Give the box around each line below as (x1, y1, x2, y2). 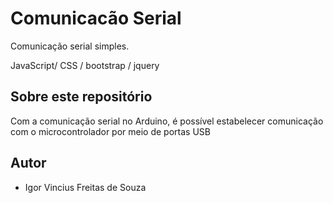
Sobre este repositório (10, 88, 153, 106)
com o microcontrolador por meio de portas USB (10, 125, 211, 137)
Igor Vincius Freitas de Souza (24, 181, 147, 193)
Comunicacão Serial (10, 7, 182, 30)
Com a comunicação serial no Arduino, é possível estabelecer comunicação (10, 115, 324, 127)
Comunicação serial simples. (10, 40, 130, 52)
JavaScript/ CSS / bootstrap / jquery (10, 59, 160, 71)
